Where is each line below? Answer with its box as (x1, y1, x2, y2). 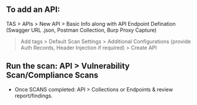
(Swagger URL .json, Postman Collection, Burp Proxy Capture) (6, 26, 157, 33)
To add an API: (6, 5, 61, 15)
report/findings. (14, 92, 53, 99)
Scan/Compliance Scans (6, 70, 99, 80)
